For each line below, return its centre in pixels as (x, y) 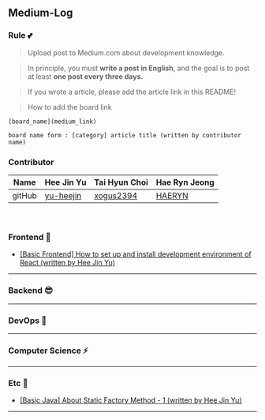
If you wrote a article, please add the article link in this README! (132, 92)
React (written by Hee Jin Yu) (67, 263)
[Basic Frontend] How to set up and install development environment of (135, 254)
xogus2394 (116, 195)
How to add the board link (69, 107)
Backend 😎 (31, 291)
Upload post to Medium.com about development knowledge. (126, 52)
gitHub (25, 195)
